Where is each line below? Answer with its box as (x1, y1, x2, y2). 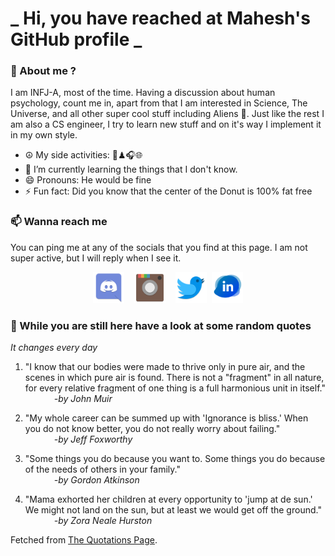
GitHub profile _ (10, 28, 143, 51)
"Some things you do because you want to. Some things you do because (24, 453, 326, 465)
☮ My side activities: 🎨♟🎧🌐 (24, 149, 143, 161)
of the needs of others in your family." (24, 463, 181, 476)
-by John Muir (53, 393, 113, 405)
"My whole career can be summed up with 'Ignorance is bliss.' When (24, 412, 309, 424)
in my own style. (10, 129, 78, 141)
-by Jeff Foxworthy (53, 433, 133, 446)
